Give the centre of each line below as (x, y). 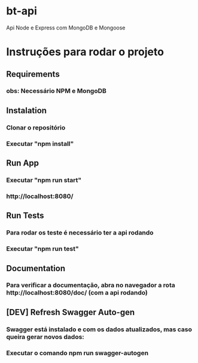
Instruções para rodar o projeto (85, 52)
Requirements (33, 74)
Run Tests (25, 216)
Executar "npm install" (40, 143)
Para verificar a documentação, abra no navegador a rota (91, 285)
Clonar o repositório (36, 127)
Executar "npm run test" (42, 249)
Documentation (36, 268)
